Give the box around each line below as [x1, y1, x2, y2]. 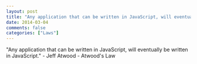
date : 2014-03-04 [6, 19, 49, 25]
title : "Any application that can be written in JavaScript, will [6, 14, 172, 20]
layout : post [6, 8, 38, 15]
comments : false [6, 24, 46, 31]
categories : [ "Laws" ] [6, 30, 59, 36]
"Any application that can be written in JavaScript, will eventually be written [6, 46, 189, 53]
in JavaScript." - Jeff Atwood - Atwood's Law [6, 52, 116, 59]
